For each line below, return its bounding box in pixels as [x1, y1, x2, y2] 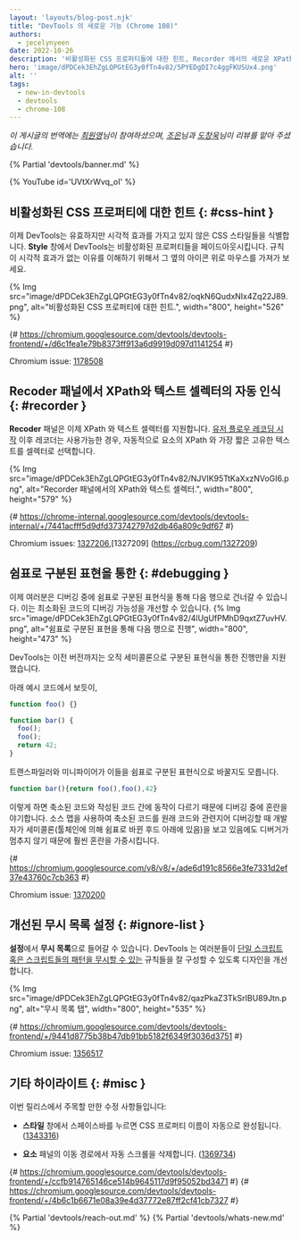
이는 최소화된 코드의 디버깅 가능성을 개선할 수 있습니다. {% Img [21, 603, 241, 613]
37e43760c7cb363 [9, 872, 79, 882]
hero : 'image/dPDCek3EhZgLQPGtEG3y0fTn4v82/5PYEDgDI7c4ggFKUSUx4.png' [9, 63, 278, 72]
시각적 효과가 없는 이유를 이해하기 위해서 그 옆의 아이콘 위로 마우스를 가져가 [18, 252, 281, 264]
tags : [9, 80, 29, 89]
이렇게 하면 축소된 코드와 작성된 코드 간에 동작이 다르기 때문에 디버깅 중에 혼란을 [9, 801, 288, 812]
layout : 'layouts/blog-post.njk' [9, 13, 134, 22]
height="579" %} [9, 493, 73, 504]
